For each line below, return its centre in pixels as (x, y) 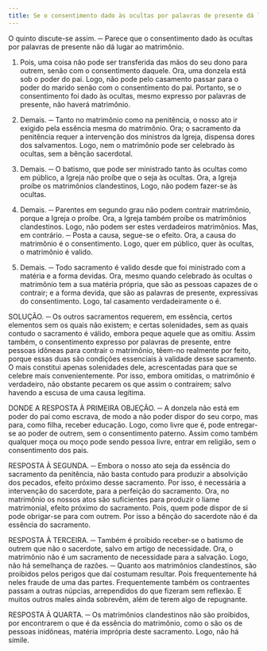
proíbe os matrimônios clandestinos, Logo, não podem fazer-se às (128, 186)
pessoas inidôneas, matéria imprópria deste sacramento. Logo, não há (124, 631)
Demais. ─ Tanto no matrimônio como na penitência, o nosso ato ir (129, 119)
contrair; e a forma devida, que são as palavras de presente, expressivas (139, 293)
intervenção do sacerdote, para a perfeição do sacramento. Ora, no (119, 490)
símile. (19, 640)
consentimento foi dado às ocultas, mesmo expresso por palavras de (133, 95)
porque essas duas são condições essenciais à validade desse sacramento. (132, 358)
